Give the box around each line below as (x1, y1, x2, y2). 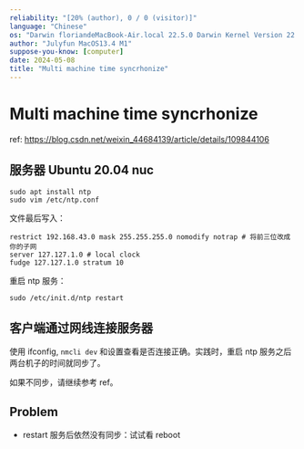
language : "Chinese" (9, 22, 88, 31)
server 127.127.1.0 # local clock (9, 250, 141, 259)
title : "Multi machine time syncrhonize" (9, 65, 169, 74)
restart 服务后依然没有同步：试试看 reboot (22, 430, 180, 441)
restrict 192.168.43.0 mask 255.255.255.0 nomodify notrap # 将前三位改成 (9, 232, 291, 242)
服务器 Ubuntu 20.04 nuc (9, 162, 155, 178)
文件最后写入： (9, 212, 66, 224)
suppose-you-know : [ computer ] (9, 47, 125, 57)
